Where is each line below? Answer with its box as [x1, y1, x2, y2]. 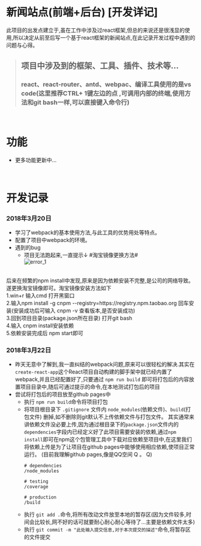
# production [23, 494, 57, 500]
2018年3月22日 [6, 346, 52, 354]
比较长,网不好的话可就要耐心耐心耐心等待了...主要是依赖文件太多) [34, 518, 195, 526]
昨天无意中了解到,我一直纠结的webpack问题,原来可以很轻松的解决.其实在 [14, 361, 195, 368]
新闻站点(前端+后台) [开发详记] [6, 5, 158, 19]
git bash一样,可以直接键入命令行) [33, 99, 130, 107]
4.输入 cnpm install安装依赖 [6, 322, 74, 329]
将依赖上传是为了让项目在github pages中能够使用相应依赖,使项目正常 [23, 443, 195, 450]
